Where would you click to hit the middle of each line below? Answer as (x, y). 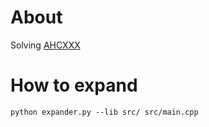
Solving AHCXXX (45, 45)
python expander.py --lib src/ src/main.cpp (104, 112)
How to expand (74, 85)
